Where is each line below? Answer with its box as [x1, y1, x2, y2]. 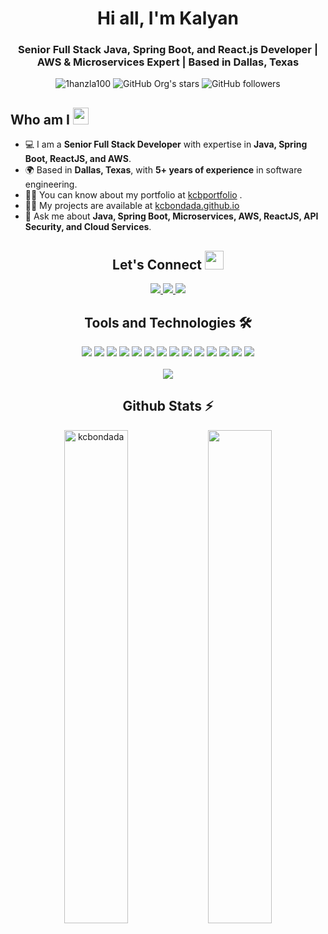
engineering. [24, 178, 78, 191]
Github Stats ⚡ [122, 398, 214, 415]
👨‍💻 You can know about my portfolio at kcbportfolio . [24, 189, 243, 201]
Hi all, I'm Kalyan [97, 7, 239, 30]
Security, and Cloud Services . [24, 221, 152, 233]
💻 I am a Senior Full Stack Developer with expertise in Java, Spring [24, 138, 308, 151]
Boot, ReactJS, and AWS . [24, 153, 132, 165]
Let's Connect [112, 256, 202, 273]
